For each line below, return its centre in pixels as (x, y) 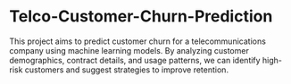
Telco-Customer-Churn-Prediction (141, 17)
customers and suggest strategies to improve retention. (127, 70)
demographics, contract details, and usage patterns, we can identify (135, 60)
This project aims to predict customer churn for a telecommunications (137, 41)
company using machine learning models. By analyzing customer (129, 50)
